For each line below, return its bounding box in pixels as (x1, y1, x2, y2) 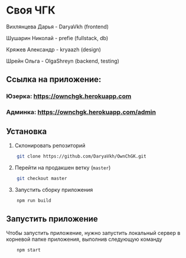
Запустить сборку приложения (14, 186, 93, 193)
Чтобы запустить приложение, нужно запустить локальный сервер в (6, 230, 181, 237)
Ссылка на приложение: (6, 74, 102, 84)
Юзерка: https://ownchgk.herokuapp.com (6, 92, 132, 100)
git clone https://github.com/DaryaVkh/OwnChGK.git (17, 153, 146, 159)
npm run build (17, 197, 51, 204)
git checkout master (17, 175, 67, 181)
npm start (17, 247, 41, 253)
